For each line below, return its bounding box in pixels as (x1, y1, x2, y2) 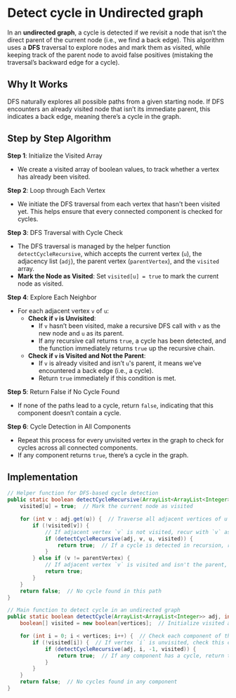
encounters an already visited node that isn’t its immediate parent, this (7, 104, 211, 113)
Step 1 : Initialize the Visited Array (7, 151, 103, 160)
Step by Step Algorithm (7, 132, 112, 145)
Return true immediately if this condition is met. (38, 374, 177, 382)
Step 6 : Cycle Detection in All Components (7, 422, 131, 431)
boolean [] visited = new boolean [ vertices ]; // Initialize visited (20, 620, 225, 627)
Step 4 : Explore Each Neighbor (7, 293, 97, 301)
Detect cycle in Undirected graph (7, 5, 204, 21)
